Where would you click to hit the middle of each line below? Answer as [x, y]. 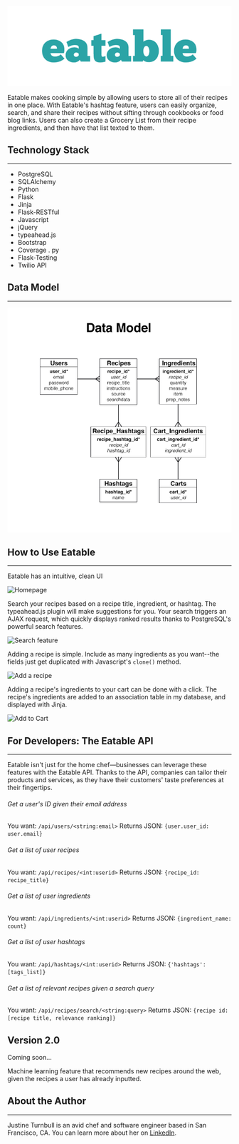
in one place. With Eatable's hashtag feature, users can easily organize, [112, 105]
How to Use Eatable [52, 553]
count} [17, 926]
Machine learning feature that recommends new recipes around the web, [115, 1071]
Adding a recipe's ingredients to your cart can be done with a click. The [112, 689]
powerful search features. [45, 627]
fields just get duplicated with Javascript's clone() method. [94, 662]
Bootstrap [32, 242]
